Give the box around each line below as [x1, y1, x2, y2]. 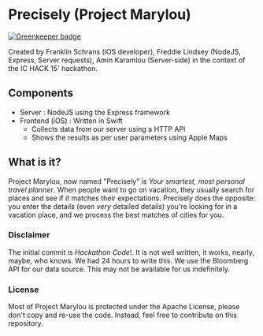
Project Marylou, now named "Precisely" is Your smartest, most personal [8, 176, 246, 186]
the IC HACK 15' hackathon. [8, 63, 98, 73]
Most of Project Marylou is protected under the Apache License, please [8, 302, 240, 312]
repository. [8, 319, 43, 328]
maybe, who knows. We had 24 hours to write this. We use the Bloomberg [8, 256, 249, 265]
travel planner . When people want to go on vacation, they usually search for [8, 185, 254, 194]
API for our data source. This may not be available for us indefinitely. [8, 264, 231, 274]
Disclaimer [8, 230, 50, 241]
